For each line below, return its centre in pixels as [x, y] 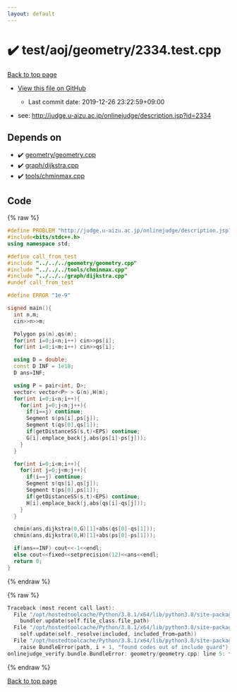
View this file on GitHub [52, 88]
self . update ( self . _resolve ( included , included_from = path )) [109, 634]
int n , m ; [26, 314]
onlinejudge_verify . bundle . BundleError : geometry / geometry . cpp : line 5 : [116, 654]
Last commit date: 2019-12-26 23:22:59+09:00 [96, 101]
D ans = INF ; [30, 373]
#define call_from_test [42, 257]
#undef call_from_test [41, 283]
